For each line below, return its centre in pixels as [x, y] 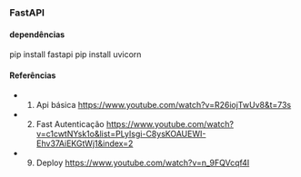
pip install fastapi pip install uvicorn [75, 54]
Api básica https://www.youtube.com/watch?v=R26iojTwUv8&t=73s [164, 105]
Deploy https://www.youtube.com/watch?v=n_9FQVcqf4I [143, 163]
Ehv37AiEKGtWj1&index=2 [85, 143]
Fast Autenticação [70, 124]
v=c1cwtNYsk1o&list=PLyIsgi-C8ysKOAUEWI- [121, 134]
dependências [37, 34]
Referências [33, 75]
